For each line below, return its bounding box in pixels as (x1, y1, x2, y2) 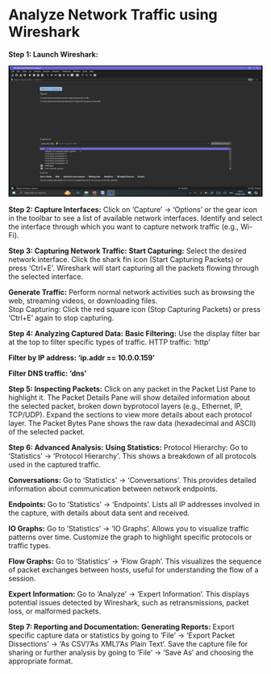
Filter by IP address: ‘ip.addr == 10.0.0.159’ (8, 352, 156, 362)
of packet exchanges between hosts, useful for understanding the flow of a (8, 564, 259, 574)
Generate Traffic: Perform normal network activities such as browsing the (8, 287, 256, 297)
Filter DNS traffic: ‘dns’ (8, 368, 87, 378)
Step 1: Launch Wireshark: (8, 49, 98, 59)
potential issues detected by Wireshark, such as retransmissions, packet (8, 597, 249, 607)
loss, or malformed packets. (8, 606, 102, 616)
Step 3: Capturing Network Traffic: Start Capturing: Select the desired (8, 246, 248, 256)
